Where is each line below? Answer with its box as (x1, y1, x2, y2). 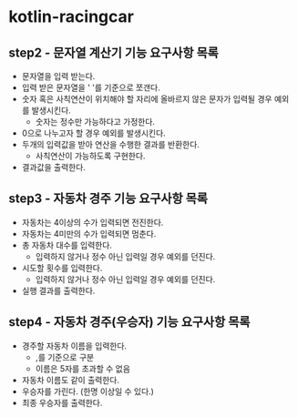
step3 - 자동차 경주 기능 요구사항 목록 (8, 191, 209, 207)
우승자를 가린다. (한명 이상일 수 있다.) (21, 385, 154, 397)
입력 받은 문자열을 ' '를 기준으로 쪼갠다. (21, 82, 160, 93)
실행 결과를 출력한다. (21, 285, 96, 296)
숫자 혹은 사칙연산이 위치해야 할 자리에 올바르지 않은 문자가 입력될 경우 (21, 94, 272, 104)
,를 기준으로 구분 (35, 351, 95, 362)
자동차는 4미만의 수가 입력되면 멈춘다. (21, 228, 157, 239)
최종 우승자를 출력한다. (21, 397, 103, 408)
